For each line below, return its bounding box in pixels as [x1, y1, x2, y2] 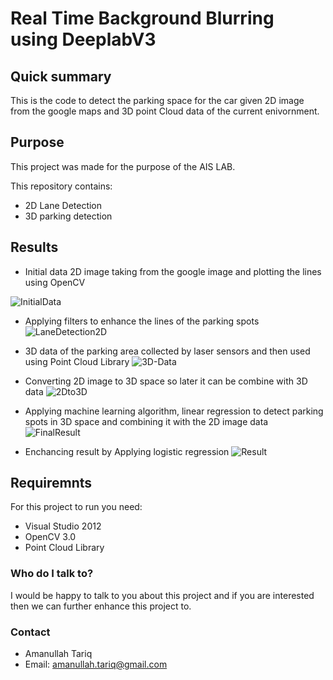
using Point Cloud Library [24, 355, 130, 367]
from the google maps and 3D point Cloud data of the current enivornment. [10, 105, 320, 117]
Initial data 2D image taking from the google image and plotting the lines [24, 265, 322, 277]
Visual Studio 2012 [24, 520, 102, 532]
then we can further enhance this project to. [10, 600, 192, 612]
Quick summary [10, 68, 112, 85]
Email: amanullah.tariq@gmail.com [24, 658, 168, 671]
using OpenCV [24, 276, 86, 288]
